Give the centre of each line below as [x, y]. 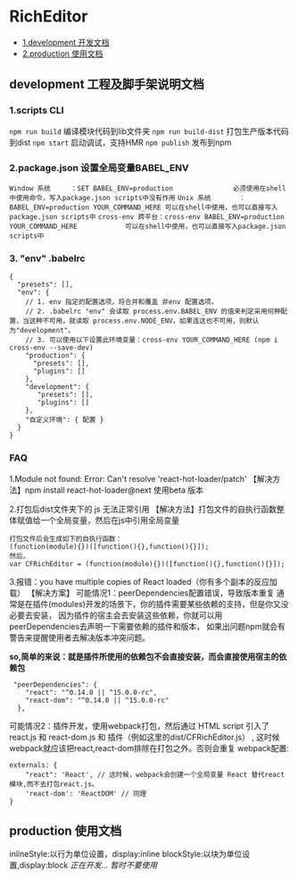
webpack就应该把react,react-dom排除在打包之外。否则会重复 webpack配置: [149, 748]
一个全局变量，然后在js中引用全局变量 [110, 520]
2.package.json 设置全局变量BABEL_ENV [99, 167]
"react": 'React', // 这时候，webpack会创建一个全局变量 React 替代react [155, 774]
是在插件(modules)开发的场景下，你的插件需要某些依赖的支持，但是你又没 [153, 604]
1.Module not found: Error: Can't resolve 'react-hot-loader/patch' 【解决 [141, 478]
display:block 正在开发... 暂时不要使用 [88, 866]
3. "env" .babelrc [47, 258]
